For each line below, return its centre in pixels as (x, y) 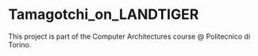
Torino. (20, 44)
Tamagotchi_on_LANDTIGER (104, 15)
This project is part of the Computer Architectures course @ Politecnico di (129, 36)
